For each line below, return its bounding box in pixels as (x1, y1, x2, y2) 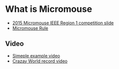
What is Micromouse (5, 3, 93, 15)
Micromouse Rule (12, 25, 49, 31)
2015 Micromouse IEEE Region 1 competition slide (12, 20, 114, 26)
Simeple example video (12, 53, 60, 59)
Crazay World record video (12, 58, 68, 64)
